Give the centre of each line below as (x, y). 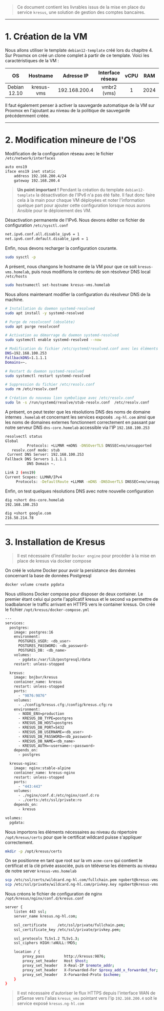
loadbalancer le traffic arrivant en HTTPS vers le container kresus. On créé (80, 604)
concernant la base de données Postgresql (48, 576)
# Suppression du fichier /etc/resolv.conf (50, 385)
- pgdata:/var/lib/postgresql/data (54, 659)
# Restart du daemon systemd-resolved (44, 371)
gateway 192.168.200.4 (37, 181)
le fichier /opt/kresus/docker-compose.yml (47, 610)
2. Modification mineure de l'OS (71, 140)
